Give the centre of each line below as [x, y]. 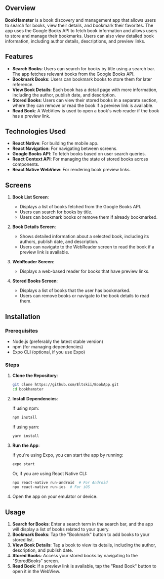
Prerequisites [21, 331]
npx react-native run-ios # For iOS [51, 487]
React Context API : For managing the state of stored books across [80, 159]
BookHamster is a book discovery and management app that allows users [81, 20]
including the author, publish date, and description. [64, 95]
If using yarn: [26, 427]
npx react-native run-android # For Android [60, 482]
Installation [23, 316]
